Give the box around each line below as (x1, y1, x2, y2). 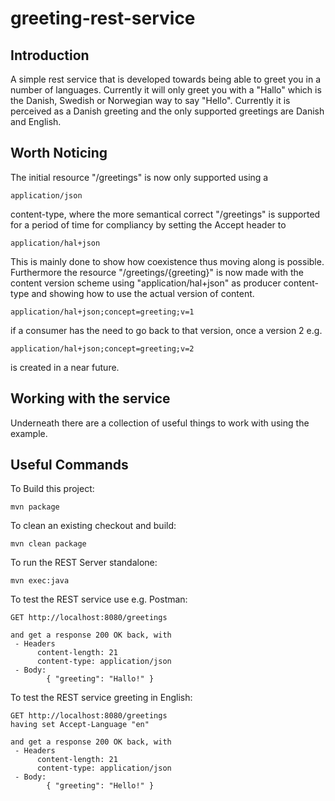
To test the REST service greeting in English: (10, 692, 193, 704)
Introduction (10, 47, 90, 64)
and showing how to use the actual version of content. (31, 287, 255, 299)
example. (10, 427, 48, 439)
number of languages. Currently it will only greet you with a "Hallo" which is (10, 84, 322, 96)
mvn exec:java (10, 576, 70, 586)
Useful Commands (10, 457, 129, 474)
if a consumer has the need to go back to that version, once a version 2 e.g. (10, 324, 323, 336)
